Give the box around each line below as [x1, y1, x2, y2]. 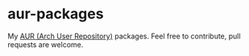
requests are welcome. [7, 39, 84, 49]
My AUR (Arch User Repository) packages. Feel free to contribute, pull [7, 31, 241, 41]
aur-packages [7, 5, 104, 23]
